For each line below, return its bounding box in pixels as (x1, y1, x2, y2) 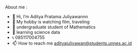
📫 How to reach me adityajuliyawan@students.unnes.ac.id (12, 40, 132, 46)
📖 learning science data (12, 29, 60, 35)
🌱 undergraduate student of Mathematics (12, 24, 96, 30)
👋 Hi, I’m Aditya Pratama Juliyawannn (12, 14, 88, 19)
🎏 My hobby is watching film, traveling (12, 19, 90, 25)
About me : (5, 4, 27, 10)
